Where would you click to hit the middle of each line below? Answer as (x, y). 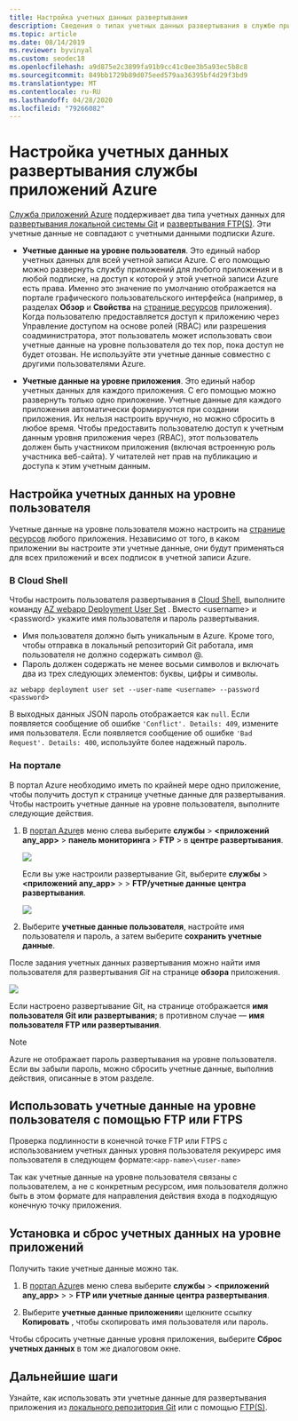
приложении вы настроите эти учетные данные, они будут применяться (147, 548)
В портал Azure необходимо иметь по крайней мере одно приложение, (145, 785)
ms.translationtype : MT (53, 83)
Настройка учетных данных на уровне (123, 494)
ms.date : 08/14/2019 (47, 42)
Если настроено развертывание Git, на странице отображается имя (139, 1005)
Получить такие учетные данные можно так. (94, 1269)
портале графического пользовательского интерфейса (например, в (153, 298)
